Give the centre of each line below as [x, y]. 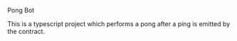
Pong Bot [21, 10]
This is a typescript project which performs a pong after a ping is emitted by [119, 24]
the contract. [26, 31]
